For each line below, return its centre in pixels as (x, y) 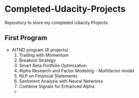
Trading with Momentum (44, 55)
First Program (26, 38)
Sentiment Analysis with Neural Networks (61, 81)
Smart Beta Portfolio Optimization (53, 65)
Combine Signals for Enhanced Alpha (57, 86)
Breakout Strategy (37, 60)
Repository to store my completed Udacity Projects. (57, 23)
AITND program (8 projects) (40, 49)
